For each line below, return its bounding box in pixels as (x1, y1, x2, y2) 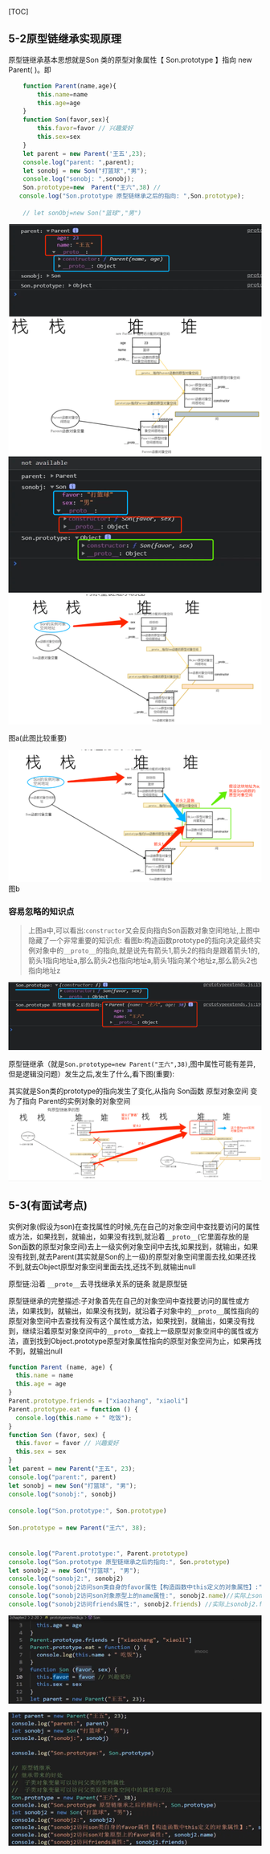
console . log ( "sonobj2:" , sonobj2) (8, 1574, 125, 1583)
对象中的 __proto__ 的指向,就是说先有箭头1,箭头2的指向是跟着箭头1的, (35, 945, 260, 955)
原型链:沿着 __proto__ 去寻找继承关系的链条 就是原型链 (8, 1279, 188, 1288)
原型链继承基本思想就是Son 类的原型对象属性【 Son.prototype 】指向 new (8, 55, 253, 64)
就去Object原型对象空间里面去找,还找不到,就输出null (24, 1261, 196, 1272)
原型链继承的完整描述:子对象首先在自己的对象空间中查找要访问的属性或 (8, 1296, 243, 1305)
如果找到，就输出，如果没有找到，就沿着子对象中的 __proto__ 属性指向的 (22, 1305, 260, 1316)
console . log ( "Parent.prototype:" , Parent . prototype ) (8, 1550, 189, 1558)
